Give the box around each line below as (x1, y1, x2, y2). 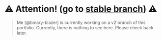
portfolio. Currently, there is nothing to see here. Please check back (16, 24, 154, 30)
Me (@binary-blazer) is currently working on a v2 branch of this (16, 20, 146, 25)
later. (16, 30, 27, 36)
